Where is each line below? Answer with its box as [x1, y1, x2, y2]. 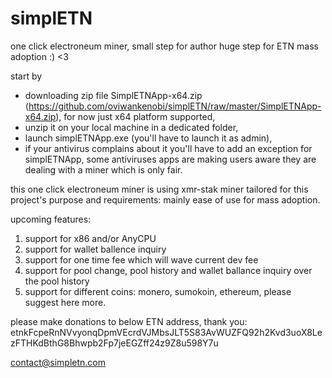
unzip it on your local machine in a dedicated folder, [24, 121, 239, 133]
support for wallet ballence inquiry [24, 243, 167, 255]
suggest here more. [24, 296, 107, 308]
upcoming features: [10, 213, 92, 225]
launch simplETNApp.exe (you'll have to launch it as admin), [24, 132, 273, 144]
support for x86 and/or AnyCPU [24, 232, 157, 244]
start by [10, 70, 43, 82]
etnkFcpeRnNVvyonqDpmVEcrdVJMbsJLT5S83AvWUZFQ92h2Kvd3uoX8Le [10, 326, 323, 338]
